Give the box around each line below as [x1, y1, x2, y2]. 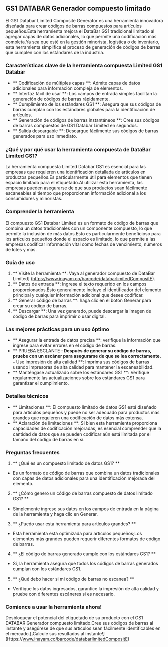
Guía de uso [5, 259, 35, 266]
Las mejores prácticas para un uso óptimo [5, 326, 109, 333]
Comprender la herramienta [5, 208, 74, 215]
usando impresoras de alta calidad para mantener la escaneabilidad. [12, 364, 154, 370]
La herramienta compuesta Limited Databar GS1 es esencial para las [5, 164, 146, 170]
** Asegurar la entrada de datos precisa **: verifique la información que [12, 337, 161, 343]
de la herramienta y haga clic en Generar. [12, 511, 98, 517]
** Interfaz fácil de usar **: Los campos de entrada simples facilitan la [12, 91, 157, 97]
